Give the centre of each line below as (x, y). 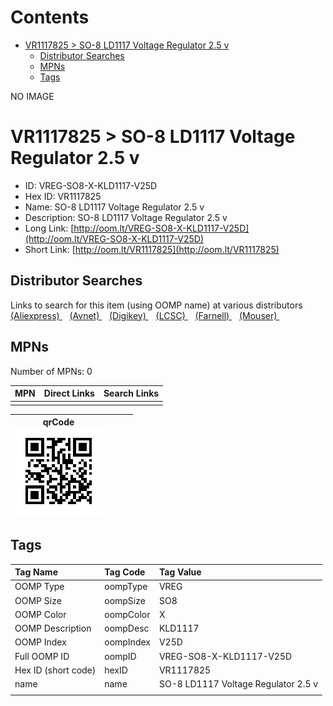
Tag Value (180, 572)
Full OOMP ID (42, 656)
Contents (50, 17)
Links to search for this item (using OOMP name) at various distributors (156, 305)
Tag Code (125, 572)
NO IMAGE (32, 96)
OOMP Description (53, 628)
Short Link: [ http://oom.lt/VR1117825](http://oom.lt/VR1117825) (152, 249)
